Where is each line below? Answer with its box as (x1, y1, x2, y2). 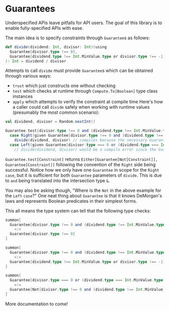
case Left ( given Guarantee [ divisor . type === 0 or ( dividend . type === (10, 142, 159, 147)
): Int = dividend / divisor (5, 58, 66, 63)
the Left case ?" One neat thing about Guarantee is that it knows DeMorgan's (5, 192, 162, 199)
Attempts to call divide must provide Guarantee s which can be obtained (5, 67, 153, 73)
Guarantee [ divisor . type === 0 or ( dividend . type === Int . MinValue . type (10, 278, 163, 283)
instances (12, 94, 33, 100)
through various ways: (5, 73, 52, 79)
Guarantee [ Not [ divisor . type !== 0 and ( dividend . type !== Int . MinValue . (10, 287, 165, 292)
